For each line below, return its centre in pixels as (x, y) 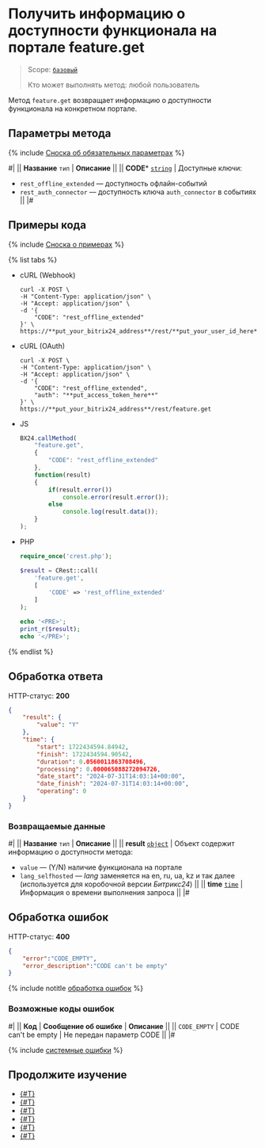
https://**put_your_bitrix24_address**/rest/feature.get (115, 409)
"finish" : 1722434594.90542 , (85, 754)
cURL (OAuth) (42, 346)
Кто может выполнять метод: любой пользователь (114, 85)
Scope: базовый (53, 69)
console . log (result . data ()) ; (110, 512)
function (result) (62, 475)
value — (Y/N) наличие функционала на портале (101, 867)
